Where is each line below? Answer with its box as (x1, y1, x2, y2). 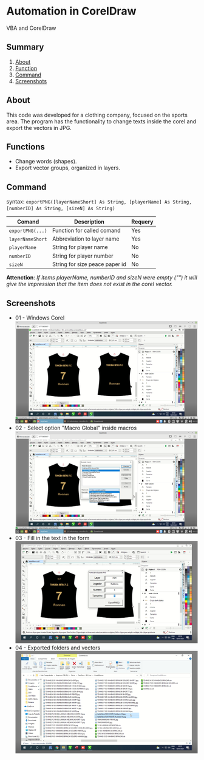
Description (73, 217, 104, 225)
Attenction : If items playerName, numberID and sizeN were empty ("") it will (6, 274, 197, 281)
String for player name (52, 244, 108, 251)
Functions (6, 142, 46, 152)
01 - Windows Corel (15, 314, 65, 321)
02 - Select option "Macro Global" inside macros (15, 424, 137, 431)
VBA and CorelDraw (6, 24, 56, 32)
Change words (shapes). (15, 158, 77, 165)
